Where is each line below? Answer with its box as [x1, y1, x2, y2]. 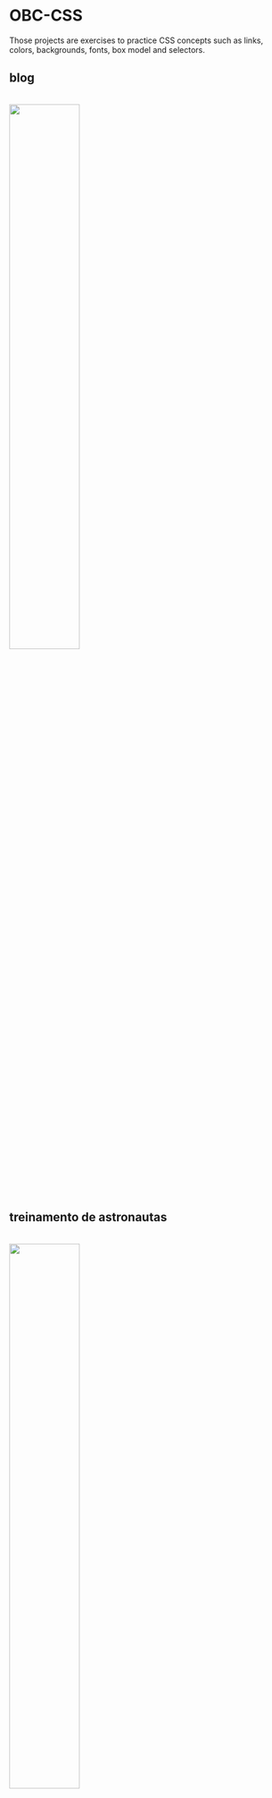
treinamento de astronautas [9, 1210, 168, 1225]
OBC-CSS [9, 5, 83, 26]
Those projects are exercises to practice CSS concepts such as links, [9, 35, 264, 46]
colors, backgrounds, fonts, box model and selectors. [9, 44, 205, 55]
